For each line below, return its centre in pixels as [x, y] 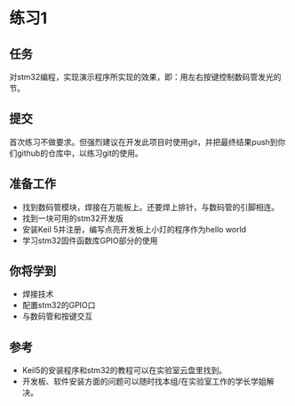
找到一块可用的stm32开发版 [73, 218]
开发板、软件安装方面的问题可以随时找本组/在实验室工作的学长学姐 [144, 382]
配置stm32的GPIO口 [59, 305]
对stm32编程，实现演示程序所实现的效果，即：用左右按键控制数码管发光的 [145, 77]
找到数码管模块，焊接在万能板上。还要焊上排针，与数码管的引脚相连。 [151, 207]
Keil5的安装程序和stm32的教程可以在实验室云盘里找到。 [124, 370]
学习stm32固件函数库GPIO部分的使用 [90, 240]
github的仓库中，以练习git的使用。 [80, 153]
